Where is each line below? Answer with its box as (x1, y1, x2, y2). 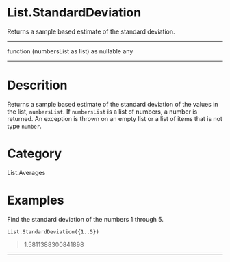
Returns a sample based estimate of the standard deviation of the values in (7, 100, 218, 108)
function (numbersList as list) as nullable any (7, 47, 133, 55)
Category (7, 146, 62, 161)
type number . (7, 122, 42, 130)
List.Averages (7, 168, 46, 176)
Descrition (7, 77, 68, 93)
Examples (7, 193, 64, 208)
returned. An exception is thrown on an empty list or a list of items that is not (7, 114, 222, 122)
